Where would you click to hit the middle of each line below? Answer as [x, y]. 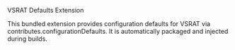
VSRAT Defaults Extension [46, 10]
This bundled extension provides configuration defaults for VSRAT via [109, 24]
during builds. [28, 39]
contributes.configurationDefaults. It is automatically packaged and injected [118, 31]
